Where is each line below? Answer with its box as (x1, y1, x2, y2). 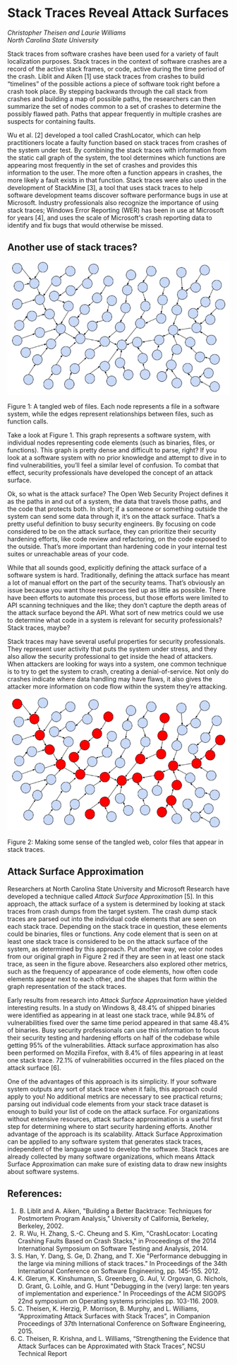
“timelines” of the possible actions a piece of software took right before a (7, 79, 220, 88)
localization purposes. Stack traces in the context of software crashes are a (7, 57, 227, 65)
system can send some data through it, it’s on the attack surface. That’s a (7, 512, 220, 520)
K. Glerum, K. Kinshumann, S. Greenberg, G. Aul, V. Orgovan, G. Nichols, (17, 1274, 228, 1282)
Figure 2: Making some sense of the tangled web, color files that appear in (7, 838, 224, 846)
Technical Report (17, 1349, 68, 1358)
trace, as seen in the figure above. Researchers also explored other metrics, (7, 959, 228, 968)
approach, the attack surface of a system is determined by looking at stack (7, 899, 226, 908)
